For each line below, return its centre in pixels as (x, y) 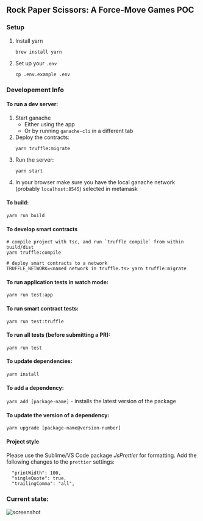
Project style (23, 442)
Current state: (27, 498)
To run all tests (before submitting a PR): (59, 335)
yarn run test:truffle (35, 322)
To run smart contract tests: (43, 309)
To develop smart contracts (42, 229)
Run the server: (34, 160)
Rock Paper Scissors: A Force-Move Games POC (100, 10)
